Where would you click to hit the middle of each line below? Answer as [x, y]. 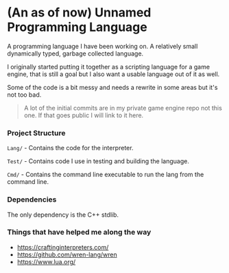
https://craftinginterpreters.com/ [63, 247]
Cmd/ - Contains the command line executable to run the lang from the [106, 175]
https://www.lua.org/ [46, 261]
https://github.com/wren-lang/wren [67, 254]
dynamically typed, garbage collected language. [75, 54]
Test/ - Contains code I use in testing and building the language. [98, 161]
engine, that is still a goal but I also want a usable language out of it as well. [113, 74]
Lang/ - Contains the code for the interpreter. [70, 148]
